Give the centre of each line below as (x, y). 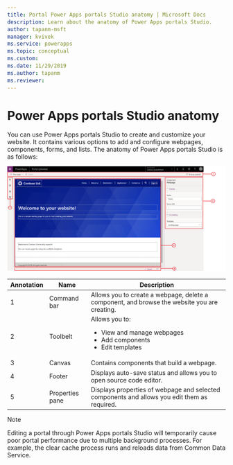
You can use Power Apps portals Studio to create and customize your (106, 134)
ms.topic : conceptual (38, 51)
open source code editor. (127, 380)
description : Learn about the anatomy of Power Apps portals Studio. (110, 22)
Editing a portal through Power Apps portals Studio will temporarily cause (112, 433)
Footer (59, 376)
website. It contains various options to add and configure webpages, (105, 142)
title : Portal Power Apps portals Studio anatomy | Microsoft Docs (107, 15)
